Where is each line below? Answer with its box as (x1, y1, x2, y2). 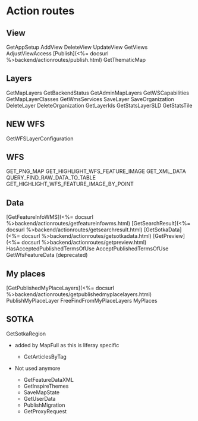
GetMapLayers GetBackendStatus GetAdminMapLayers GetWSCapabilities (6, 89, 189, 96)
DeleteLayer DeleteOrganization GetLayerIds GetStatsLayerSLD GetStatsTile (6, 102, 193, 109)
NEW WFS (6, 119, 45, 129)
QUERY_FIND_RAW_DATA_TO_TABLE (6, 174, 96, 181)
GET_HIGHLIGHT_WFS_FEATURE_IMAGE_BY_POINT (6, 180, 134, 188)
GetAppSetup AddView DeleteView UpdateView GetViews (6, 43, 148, 51)
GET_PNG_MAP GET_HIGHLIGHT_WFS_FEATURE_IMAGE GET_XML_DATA (6, 168, 186, 175)
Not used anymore (14, 365, 61, 372)
